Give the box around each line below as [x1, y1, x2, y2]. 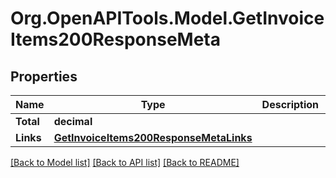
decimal [53, 115, 93, 128]
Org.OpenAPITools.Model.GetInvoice [10, 7, 325, 30]
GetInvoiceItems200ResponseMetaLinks [53, 131, 253, 144]
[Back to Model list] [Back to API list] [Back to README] [10, 157, 240, 168]
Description [261, 98, 320, 111]
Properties [10, 68, 78, 85]
